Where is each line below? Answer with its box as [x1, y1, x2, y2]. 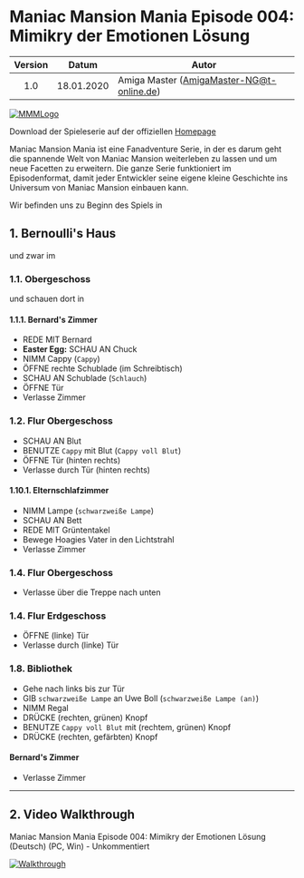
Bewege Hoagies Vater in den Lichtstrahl [22, 533, 175, 545]
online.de [117, 84, 157, 97]
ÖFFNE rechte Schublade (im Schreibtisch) [22, 363, 183, 374]
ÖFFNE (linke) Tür [22, 630, 90, 641]
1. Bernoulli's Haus [9, 226, 117, 241]
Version [14, 58, 49, 71]
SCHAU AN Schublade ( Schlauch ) [22, 373, 147, 384]
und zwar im [9, 249, 56, 260]
